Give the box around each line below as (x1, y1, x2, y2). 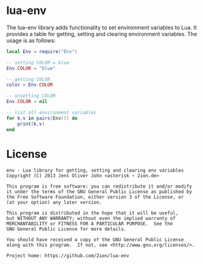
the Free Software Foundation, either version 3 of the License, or (6, 194, 184, 200)
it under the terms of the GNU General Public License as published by (6, 188, 192, 195)
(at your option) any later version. (6, 199, 102, 205)
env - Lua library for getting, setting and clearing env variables (6, 167, 184, 174)
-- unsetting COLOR (6, 93, 56, 99)
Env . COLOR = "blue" (6, 65, 56, 71)
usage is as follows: (6, 37, 56, 44)
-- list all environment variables (6, 110, 97, 116)
